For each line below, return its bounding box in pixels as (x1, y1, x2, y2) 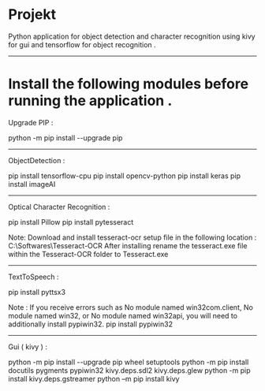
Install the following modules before (8, 75, 249, 93)
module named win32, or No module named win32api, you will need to (8, 311, 238, 320)
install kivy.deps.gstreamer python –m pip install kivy (8, 374, 180, 383)
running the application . (8, 92, 173, 110)
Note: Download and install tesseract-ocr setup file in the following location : (8, 233, 257, 242)
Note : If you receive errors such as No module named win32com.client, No (8, 302, 254, 312)
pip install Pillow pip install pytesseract (8, 217, 134, 226)
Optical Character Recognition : (8, 202, 110, 211)
